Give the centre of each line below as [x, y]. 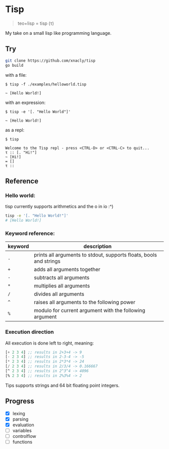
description [98, 246]
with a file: [16, 75]
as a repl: [15, 130]
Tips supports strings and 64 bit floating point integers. [62, 385]
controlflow [24, 436]
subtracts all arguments [62, 278]
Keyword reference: [30, 233]
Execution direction [30, 332]
